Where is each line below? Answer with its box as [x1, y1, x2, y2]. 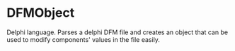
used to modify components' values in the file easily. [6, 35, 161, 43]
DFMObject [6, 5, 75, 21]
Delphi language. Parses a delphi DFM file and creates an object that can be [6, 28, 228, 36]
